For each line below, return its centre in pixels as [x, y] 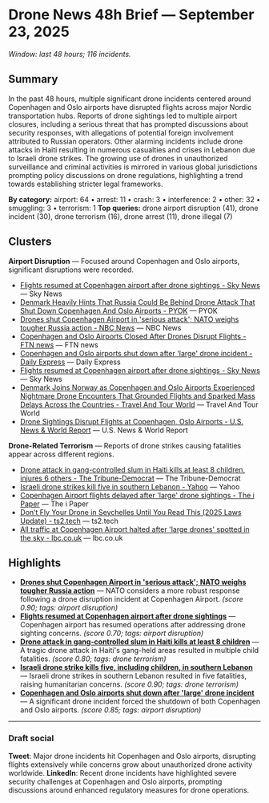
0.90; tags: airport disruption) [69, 608]
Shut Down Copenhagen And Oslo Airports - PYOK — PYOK [119, 310]
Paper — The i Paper [54, 504]
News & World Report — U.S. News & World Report [104, 430]
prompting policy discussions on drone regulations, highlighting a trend [126, 175]
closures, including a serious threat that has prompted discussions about [128, 124]
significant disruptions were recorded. [71, 270]
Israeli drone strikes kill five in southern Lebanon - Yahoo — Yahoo [130, 486]
